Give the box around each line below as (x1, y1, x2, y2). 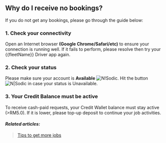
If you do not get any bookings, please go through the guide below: (5, 17, 144, 23)
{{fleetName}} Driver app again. (5, 52, 71, 58)
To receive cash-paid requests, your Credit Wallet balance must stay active (5, 104, 160, 110)
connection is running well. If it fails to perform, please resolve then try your (5, 46, 161, 52)
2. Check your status (5, 64, 57, 71)
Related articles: (5, 121, 40, 127)
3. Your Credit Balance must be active (5, 93, 98, 100)
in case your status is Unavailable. (27, 81, 98, 87)
